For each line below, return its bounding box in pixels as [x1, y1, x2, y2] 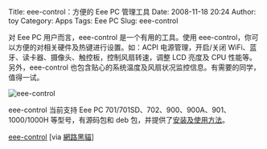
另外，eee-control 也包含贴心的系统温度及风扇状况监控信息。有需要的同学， [8, 62, 261, 72]
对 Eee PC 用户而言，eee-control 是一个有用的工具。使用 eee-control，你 [8, 33, 252, 42]
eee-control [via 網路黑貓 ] [8, 132, 95, 142]
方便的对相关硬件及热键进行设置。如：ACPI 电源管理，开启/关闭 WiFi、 [14, 42, 250, 52]
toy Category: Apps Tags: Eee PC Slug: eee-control [8, 16, 179, 26]
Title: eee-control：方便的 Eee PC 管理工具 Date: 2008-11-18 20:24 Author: [8, 7, 257, 16]
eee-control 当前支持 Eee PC [8, 105, 104, 115]
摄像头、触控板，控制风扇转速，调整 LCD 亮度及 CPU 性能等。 [50, 53, 257, 62]
